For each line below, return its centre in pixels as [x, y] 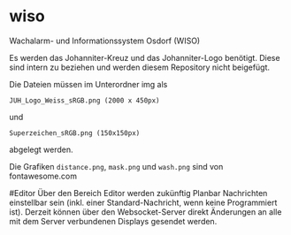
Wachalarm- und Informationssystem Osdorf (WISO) [105, 41]
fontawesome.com [43, 176]
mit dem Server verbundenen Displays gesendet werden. [113, 221]
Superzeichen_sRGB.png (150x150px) [75, 133]
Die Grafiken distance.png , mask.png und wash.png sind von [116, 166]
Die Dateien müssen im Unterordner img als [88, 84]
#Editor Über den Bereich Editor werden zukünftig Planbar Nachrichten [138, 193]
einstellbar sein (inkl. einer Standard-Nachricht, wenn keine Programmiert [143, 202]
